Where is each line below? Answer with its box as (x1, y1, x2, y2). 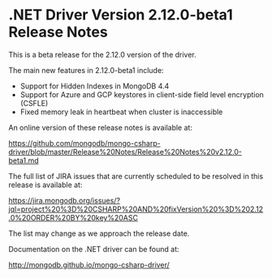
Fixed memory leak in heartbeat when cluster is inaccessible (19, 107, 223, 117)
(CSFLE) (19, 98, 49, 108)
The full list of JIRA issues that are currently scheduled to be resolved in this (8, 171, 264, 181)
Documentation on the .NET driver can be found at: (8, 244, 179, 254)
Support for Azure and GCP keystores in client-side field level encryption (19, 89, 264, 99)
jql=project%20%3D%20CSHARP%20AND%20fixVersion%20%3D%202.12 (8, 204, 264, 214)
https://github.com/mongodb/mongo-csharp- (8, 138, 161, 148)
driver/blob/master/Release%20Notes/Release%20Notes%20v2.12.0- (8, 147, 242, 156)
